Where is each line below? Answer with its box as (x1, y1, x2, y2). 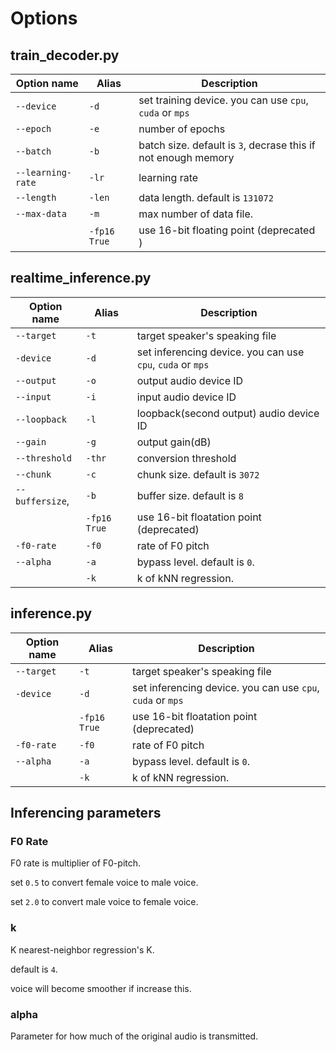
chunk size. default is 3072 (136, 467, 260, 481)
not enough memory (138, 151, 235, 164)
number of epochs (138, 122, 226, 136)
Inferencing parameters (10, 805, 162, 822)
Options (10, 7, 78, 30)
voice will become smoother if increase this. (10, 982, 192, 994)
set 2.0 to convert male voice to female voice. (10, 896, 199, 908)
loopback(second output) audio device (136, 406, 320, 420)
